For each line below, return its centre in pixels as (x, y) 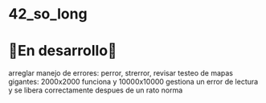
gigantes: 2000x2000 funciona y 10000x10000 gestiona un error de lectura (133, 82)
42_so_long (48, 14)
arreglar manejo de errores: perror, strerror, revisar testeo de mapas (121, 73)
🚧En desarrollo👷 (63, 51)
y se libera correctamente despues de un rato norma (96, 90)
